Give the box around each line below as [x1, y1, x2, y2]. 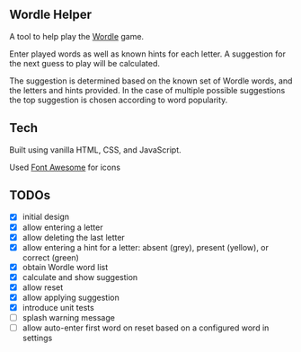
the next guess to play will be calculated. [9, 57, 160, 68]
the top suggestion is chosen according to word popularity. [9, 94, 228, 105]
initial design [22, 211, 70, 223]
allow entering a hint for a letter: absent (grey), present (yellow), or [22, 242, 270, 252]
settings [22, 332, 53, 344]
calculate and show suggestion [22, 271, 138, 282]
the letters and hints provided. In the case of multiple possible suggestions [9, 84, 286, 95]
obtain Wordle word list [22, 261, 109, 272]
